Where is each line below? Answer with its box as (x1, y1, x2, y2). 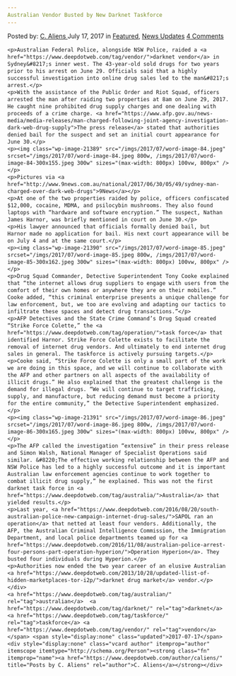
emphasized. (184, 400, 220, 407)
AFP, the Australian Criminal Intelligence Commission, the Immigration (7, 527, 226, 534)
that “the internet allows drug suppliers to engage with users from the (7, 279, 230, 286)
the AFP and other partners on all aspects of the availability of (7, 371, 211, 378)
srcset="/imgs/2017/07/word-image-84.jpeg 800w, (7, 152, 153, 159)
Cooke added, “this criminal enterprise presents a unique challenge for (7, 293, 230, 301)
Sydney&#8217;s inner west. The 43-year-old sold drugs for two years (7, 60, 220, 67)
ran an (194, 513, 213, 520)
